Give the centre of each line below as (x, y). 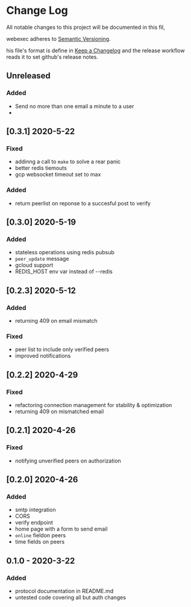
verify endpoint (34, 523)
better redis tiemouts (41, 168)
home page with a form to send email (61, 529)
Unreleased (29, 76)
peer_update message (42, 259)
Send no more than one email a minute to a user (74, 106)
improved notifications (43, 356)
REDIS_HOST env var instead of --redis (64, 272)
